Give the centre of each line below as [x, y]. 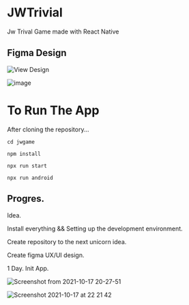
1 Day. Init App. [28, 268]
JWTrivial [35, 13]
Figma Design [37, 53]
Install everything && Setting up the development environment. [95, 228]
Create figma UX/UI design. [46, 255]
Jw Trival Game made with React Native [63, 31]
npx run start [27, 165]
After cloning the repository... [48, 129]
